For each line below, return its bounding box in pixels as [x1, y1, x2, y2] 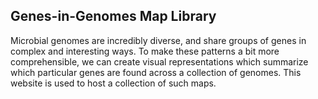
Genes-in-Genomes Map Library [10, 8, 217, 25]
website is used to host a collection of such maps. [10, 77, 217, 89]
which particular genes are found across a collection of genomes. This [10, 66, 302, 78]
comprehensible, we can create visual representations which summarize [10, 55, 309, 68]
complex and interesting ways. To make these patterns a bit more [10, 45, 280, 57]
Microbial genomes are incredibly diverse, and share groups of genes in [10, 34, 307, 46]
